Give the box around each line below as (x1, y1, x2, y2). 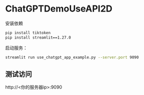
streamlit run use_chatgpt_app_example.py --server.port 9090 (5, 55, 139, 60)
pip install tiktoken (5, 30, 51, 35)
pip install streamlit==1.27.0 (5, 35, 71, 40)
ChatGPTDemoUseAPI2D (5, 3, 113, 15)
